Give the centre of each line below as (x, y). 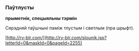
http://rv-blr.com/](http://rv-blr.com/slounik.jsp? (57, 38)
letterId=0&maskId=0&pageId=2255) (44, 43)
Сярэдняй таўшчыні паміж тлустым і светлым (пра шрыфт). (70, 28)
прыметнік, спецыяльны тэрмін (41, 18)
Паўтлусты (20, 7)
